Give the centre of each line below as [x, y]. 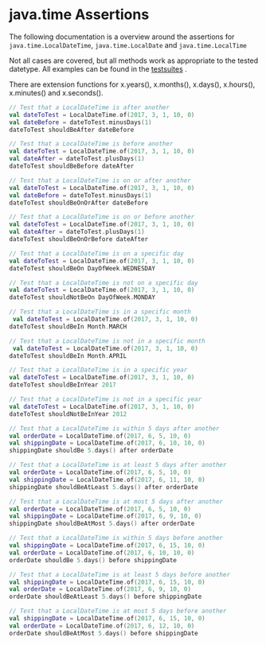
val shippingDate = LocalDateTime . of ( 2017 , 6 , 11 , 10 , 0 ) [107, 480]
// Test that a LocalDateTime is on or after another [100, 181]
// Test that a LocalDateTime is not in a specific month [107, 341]
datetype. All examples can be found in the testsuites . [98, 68]
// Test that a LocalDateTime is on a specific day [96, 253]
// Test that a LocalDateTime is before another [91, 144]
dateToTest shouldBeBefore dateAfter [72, 166]
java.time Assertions [79, 15]
